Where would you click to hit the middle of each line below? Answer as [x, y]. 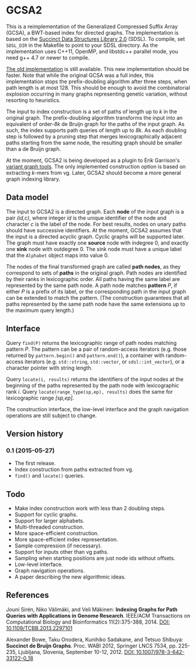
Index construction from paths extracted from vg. [74, 469]
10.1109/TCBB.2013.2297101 [39, 628]
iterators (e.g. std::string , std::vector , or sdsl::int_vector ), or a [104, 361]
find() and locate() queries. [49, 476]
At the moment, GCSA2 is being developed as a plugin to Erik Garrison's [93, 160]
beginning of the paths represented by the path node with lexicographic [93, 385]
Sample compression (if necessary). [58, 546]
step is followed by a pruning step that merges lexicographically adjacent [94, 136]
